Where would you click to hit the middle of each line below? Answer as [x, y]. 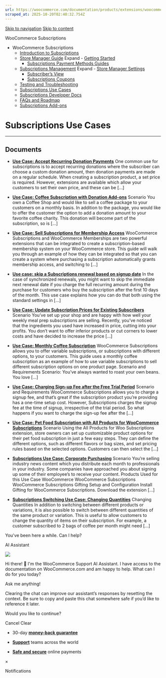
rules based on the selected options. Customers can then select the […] [85, 449]
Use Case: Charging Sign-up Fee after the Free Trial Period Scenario [83, 387]
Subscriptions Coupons [51, 79]
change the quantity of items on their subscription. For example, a [79, 521]
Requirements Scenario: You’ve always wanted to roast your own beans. [86, 372]
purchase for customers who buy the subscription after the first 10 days [85, 290]
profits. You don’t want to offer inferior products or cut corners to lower [85, 331]
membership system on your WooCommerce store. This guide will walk [85, 249]
